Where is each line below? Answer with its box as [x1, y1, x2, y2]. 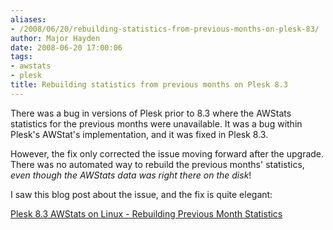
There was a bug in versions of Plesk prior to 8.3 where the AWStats [10, 107, 292, 119]
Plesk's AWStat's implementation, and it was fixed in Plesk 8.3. [10, 128, 269, 140]
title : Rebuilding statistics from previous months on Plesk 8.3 [10, 80, 288, 90]
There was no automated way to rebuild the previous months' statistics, [10, 158, 305, 170]
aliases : [10, 14, 47, 25]
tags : [10, 52, 33, 62]
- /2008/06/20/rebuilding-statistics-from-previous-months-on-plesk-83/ [10, 24, 320, 34]
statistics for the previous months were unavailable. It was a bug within [10, 117, 303, 130]
